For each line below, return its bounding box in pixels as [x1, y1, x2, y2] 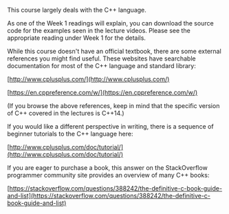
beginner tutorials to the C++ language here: [7, 130, 133, 138]
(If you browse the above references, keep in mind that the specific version [7, 102, 220, 109]
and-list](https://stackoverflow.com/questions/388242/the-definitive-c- [7, 192, 211, 200]
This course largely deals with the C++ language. [7, 6, 146, 14]
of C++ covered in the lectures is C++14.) [7, 109, 125, 117]
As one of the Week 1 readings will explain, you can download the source [7, 19, 215, 27]
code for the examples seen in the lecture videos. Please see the [7, 27, 190, 34]
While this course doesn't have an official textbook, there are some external [7, 47, 221, 55]
